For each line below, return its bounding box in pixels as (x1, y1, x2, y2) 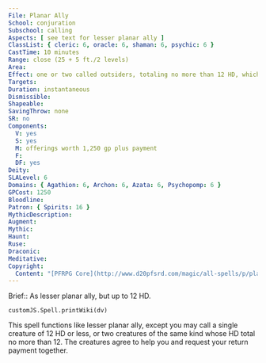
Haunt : (8, 233, 30, 241)
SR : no (8, 115, 30, 123)
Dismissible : (8, 93, 51, 101)
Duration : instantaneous (8, 85, 90, 94)
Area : (8, 63, 26, 71)
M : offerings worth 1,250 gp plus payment (15, 144, 158, 152)
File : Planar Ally (8, 11, 69, 20)
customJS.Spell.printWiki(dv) (8, 307, 108, 315)
